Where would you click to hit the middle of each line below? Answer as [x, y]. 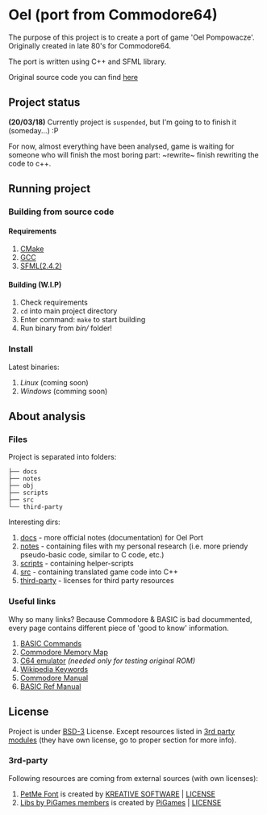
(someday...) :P [33, 130]
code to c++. [30, 163]
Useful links [32, 602]
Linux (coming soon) [54, 382]
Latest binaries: [34, 367]
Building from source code [61, 212]
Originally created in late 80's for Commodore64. [90, 45]
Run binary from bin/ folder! [66, 328]
